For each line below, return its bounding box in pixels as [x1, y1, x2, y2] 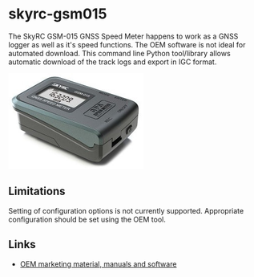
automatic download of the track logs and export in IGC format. [8, 57, 217, 67]
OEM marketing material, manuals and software [19, 259, 177, 269]
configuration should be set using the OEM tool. [8, 214, 166, 224]
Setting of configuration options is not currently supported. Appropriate [8, 206, 244, 215]
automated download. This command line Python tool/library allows [8, 48, 231, 58]
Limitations [8, 185, 66, 198]
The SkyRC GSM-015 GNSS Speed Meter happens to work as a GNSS [8, 31, 239, 41]
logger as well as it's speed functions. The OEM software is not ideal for [8, 39, 246, 49]
